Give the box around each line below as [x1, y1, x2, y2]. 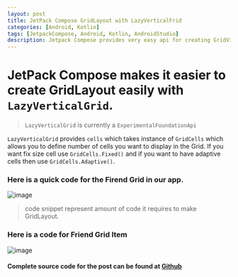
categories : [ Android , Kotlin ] [7, 23, 100, 30]
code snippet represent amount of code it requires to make [24, 205, 197, 213]
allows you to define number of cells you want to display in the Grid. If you [7, 142, 225, 151]
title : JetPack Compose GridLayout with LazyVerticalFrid [7, 17, 182, 24]
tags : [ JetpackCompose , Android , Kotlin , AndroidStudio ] [7, 30, 179, 38]
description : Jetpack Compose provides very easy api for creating [7, 37, 211, 44]
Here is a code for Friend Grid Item [7, 230, 127, 239]
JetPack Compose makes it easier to [7, 67, 227, 84]
